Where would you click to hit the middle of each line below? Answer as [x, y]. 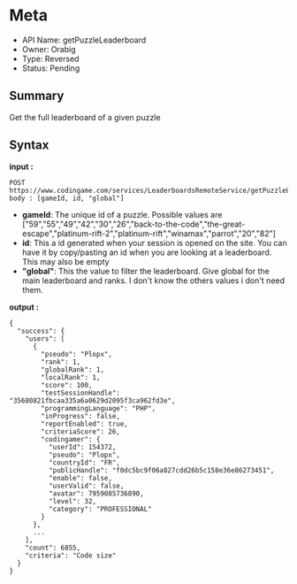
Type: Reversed [50, 58]
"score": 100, [67, 385]
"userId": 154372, [82, 447]
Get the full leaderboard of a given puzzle [85, 117]
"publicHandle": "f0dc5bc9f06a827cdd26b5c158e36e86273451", [161, 470]
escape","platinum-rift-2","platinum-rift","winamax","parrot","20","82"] [149, 233]
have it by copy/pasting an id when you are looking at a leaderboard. [147, 252]
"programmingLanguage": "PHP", [99, 408]
